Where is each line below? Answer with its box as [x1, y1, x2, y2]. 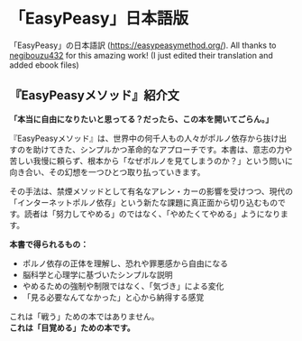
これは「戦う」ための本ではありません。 [9, 310, 160, 321]
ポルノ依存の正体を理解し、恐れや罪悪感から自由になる [22, 258, 228, 269]
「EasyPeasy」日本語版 [9, 8, 189, 29]
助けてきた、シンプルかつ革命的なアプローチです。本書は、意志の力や [32, 143, 293, 154]
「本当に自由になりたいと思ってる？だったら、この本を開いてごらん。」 [9, 114, 273, 124]
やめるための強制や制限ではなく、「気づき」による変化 [22, 281, 224, 291]
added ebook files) [9, 60, 79, 70]
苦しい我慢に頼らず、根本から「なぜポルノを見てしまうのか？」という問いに [9, 155, 293, 166]
